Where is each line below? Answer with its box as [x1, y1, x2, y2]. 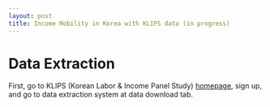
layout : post [8, 11, 53, 20]
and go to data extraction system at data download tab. [8, 90, 193, 100]
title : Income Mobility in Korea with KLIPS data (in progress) [8, 19, 230, 28]
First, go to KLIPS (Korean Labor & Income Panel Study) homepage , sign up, [8, 81, 262, 91]
